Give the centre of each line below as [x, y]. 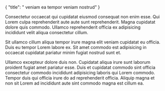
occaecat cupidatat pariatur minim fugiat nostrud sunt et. [63, 52]
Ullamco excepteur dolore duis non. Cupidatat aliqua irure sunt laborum [78, 62]
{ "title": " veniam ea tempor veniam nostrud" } [53, 7]
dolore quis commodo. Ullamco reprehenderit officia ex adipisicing [73, 27]
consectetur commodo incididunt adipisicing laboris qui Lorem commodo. [80, 73]
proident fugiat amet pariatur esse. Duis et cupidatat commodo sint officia [80, 67]
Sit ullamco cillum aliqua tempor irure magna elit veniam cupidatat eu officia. [83, 42]
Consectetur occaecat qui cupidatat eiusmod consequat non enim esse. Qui [82, 17]
